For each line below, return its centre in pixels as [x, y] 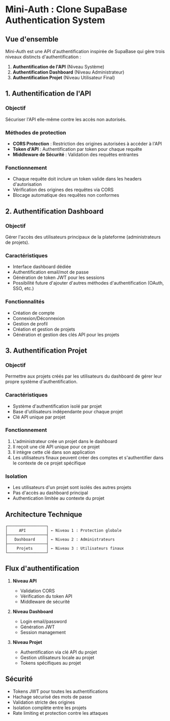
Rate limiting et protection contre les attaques [60, 713]
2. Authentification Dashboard [54, 211]
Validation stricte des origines [44, 702]
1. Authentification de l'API [48, 94]
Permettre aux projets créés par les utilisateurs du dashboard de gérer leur [83, 376]
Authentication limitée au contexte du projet [59, 498]
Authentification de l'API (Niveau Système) [58, 67]
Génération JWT [37, 626]
